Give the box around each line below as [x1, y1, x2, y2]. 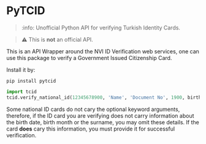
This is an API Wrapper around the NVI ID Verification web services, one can [6, 47, 199, 55]
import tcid [6, 88, 37, 95]
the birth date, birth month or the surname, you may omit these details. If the [6, 118, 199, 126]
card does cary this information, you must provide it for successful [6, 125, 175, 132]
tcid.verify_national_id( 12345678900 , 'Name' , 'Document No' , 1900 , [6, 94, 185, 100]
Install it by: [6, 66, 36, 74]
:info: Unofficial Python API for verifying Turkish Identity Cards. [21, 24, 181, 31]
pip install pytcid [6, 78, 56, 84]
